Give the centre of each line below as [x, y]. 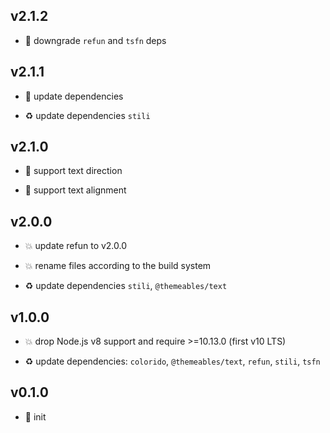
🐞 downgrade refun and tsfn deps [95, 40]
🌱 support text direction [73, 171]
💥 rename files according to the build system [118, 266]
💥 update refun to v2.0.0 [76, 246]
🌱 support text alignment [75, 190]
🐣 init [35, 416]
